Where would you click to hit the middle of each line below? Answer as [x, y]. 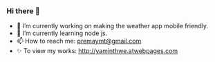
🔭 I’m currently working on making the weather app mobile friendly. [112, 26]
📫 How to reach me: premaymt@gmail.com [79, 41]
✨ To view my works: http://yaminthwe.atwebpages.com [97, 51]
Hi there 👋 [24, 11]
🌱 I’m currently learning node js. [62, 33]
